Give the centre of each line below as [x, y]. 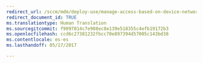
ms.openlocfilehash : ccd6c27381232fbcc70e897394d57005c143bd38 [88, 34]
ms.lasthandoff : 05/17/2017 [42, 46]
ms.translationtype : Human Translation [56, 23]
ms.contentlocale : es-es [37, 40]
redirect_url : [24, 12]
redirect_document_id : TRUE [42, 17]
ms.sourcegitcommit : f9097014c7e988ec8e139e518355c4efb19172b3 [88, 28]
